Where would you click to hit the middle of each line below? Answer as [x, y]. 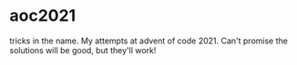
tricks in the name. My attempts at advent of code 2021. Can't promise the [149, 41]
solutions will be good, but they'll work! [83, 50]
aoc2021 [43, 16]
